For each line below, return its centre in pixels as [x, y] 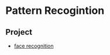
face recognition [34, 46]
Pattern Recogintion [55, 11]
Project [19, 32]
